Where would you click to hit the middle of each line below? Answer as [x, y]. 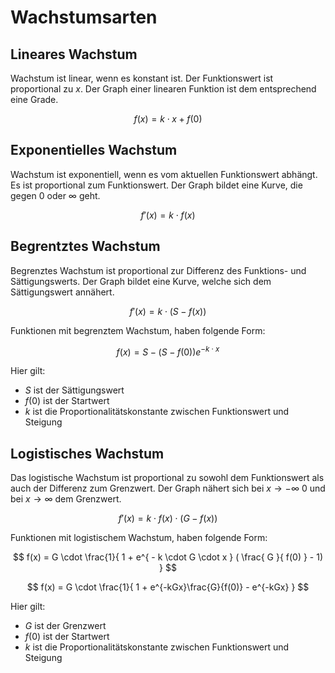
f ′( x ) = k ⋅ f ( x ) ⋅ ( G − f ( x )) [168, 518]
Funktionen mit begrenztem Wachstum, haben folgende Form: [138, 330]
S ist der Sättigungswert [74, 390]
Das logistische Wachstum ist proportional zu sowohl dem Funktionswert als [167, 478]
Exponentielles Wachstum [94, 150]
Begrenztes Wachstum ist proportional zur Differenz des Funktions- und [158, 270]
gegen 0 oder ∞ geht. [55, 195]
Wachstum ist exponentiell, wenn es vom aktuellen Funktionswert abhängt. [164, 174]
